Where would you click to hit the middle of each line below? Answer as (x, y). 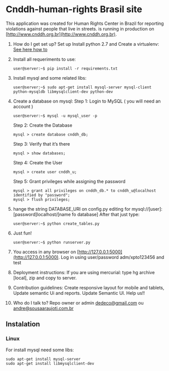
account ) (23, 106)
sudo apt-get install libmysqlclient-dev (50, 363)
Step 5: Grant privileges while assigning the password (69, 181)
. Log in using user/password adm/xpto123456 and (111, 257)
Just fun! (22, 233)
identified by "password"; (41, 195)
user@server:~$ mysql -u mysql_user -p (55, 116)
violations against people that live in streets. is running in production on (80, 28)
